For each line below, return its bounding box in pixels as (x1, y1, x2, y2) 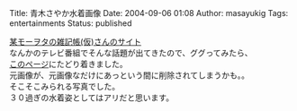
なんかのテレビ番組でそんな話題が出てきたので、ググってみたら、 (9, 47, 254, 58)
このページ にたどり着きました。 (9, 59, 128, 69)
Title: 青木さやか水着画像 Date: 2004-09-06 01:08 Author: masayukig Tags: (9, 8, 289, 18)
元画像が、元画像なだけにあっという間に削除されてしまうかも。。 (9, 70, 250, 81)
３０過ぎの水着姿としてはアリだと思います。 (9, 92, 174, 103)
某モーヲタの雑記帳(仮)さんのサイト (9, 37, 142, 47)
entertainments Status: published (9, 18, 132, 29)
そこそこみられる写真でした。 (9, 81, 120, 91)
